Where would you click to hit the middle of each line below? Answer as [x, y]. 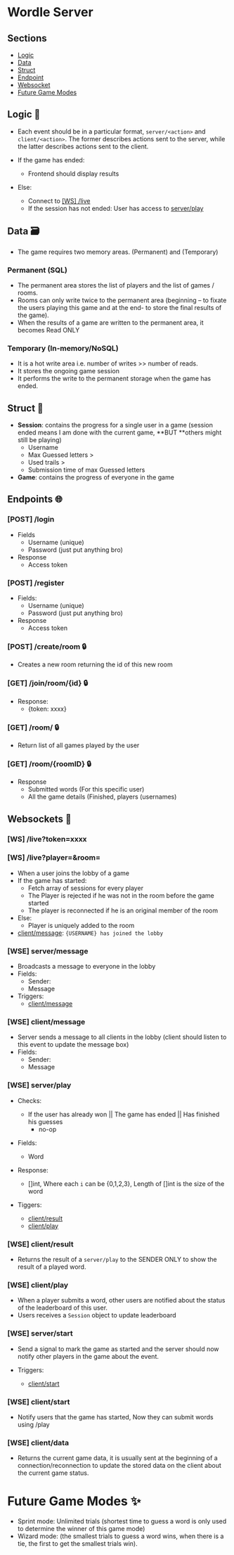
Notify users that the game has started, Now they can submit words [115, 1417]
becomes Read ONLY [48, 330]
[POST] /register [36, 583]
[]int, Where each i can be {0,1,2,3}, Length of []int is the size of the [126, 1183]
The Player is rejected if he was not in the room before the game [121, 895]
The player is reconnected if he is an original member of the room [123, 910]
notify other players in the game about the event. [88, 1356]
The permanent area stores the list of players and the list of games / [116, 285]
